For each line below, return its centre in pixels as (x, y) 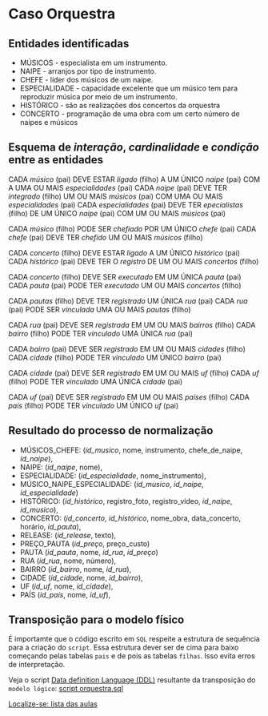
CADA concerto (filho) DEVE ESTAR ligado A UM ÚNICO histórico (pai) (124, 252)
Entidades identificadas (69, 44)
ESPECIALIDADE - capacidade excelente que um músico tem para (129, 88)
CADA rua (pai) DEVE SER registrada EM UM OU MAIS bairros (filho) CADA (132, 324)
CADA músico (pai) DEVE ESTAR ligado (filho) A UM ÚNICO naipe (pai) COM (134, 179)
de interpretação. (37, 665)
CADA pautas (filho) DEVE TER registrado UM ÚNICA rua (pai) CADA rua (128, 300)
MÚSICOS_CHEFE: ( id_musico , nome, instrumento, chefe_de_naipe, (131, 450)
